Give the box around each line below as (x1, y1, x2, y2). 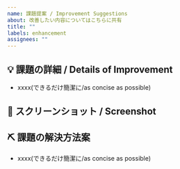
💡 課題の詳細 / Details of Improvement (7, 63, 173, 75)
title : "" (7, 23, 36, 30)
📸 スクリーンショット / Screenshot (7, 106, 156, 118)
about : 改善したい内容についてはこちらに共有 (7, 17, 122, 24)
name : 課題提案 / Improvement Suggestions (7, 10, 128, 17)
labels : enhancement (7, 29, 67, 37)
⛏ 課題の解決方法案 (7, 131, 90, 143)
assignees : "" (7, 36, 49, 43)
